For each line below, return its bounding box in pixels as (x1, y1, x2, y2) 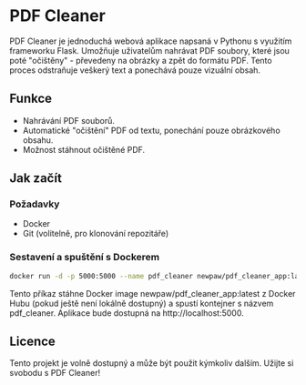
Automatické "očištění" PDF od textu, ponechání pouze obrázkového (22, 125, 280, 136)
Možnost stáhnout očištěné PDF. (22, 144, 146, 155)
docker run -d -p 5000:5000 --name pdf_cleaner (9, 271, 194, 280)
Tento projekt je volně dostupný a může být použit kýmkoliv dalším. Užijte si (9, 358, 294, 369)
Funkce (9, 91, 53, 106)
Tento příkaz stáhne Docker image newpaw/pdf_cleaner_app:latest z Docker (9, 288, 296, 299)
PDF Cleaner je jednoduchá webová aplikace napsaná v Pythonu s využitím (9, 35, 292, 46)
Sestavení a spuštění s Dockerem (9, 251, 160, 264)
